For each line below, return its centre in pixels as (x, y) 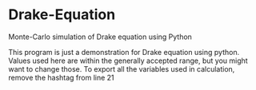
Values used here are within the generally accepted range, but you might (128, 61)
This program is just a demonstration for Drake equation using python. (124, 52)
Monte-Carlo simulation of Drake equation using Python (100, 37)
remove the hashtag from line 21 (61, 77)
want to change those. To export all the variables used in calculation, (122, 68)
